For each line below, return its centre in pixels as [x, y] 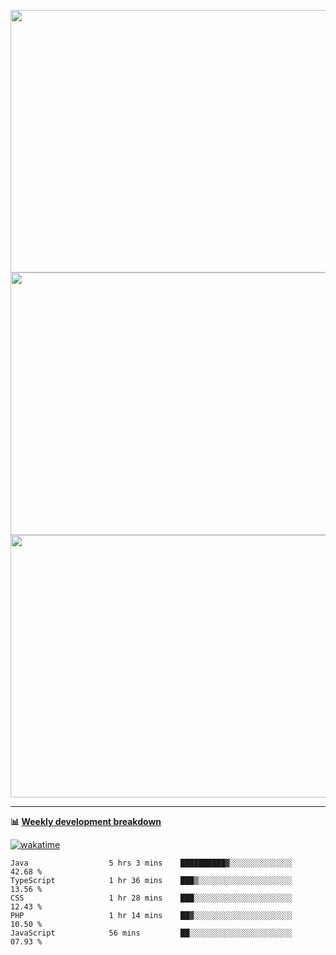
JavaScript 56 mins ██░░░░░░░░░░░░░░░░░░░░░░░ [151, 933]
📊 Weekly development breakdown [86, 821]
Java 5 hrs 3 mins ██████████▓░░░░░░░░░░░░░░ [151, 863]
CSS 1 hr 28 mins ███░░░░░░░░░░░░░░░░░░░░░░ [151, 898]
